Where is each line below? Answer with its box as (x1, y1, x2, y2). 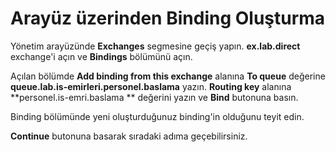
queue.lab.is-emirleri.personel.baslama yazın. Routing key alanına (10, 80, 292, 92)
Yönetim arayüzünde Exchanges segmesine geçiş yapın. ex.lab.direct (10, 40, 301, 52)
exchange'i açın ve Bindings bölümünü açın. (10, 50, 193, 62)
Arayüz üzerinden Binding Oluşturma (10, 7, 326, 30)
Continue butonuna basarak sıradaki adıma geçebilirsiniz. (10, 130, 248, 142)
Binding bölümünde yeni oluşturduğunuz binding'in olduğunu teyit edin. (10, 110, 305, 122)
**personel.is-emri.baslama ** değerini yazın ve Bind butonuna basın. (10, 91, 299, 103)
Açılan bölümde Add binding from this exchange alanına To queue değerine (10, 70, 326, 82)
